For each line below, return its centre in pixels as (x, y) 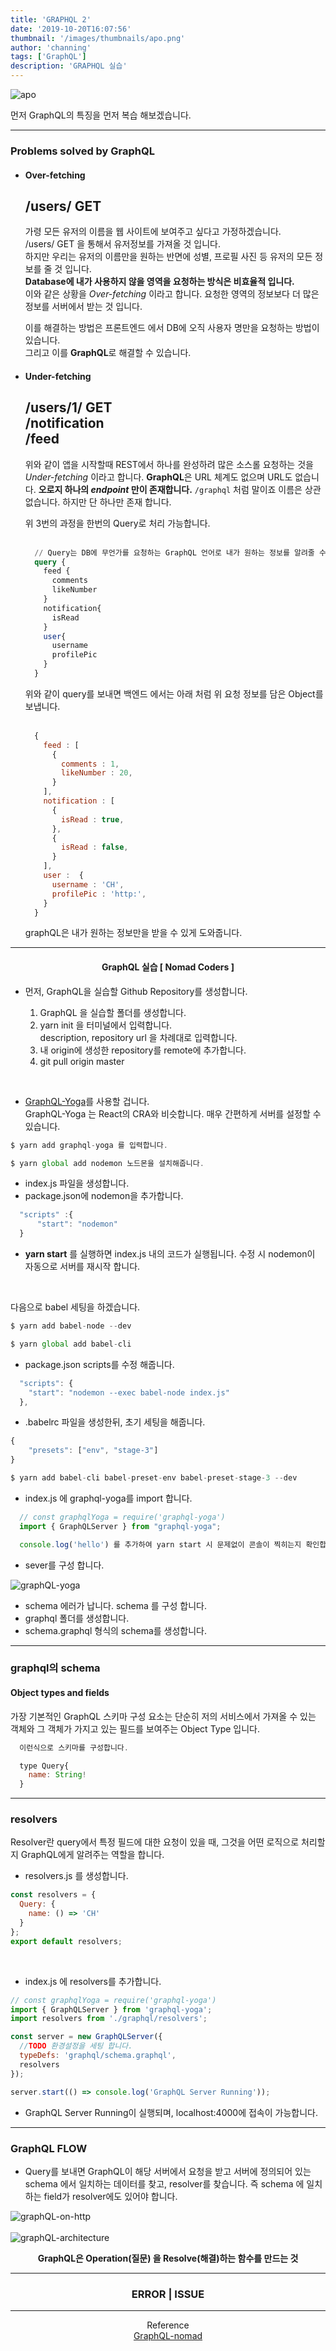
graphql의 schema (55, 1668)
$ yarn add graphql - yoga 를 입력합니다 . (89, 1145)
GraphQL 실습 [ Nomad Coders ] (168, 967)
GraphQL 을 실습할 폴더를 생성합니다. (113, 1012)
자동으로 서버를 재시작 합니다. (82, 1267)
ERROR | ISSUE (168, 2294)
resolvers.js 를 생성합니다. (76, 1876)
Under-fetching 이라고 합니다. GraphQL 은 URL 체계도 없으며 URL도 (158, 477)
